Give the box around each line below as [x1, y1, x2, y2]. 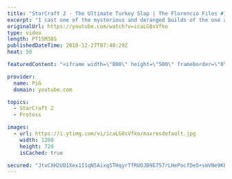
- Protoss [13, 112, 41, 118]
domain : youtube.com [13, 86, 72, 93]
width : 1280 [19, 136, 54, 143]
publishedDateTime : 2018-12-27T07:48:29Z [7, 42, 128, 49]
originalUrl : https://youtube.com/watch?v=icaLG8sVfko [7, 23, 168, 30]
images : [7, 124, 30, 131]
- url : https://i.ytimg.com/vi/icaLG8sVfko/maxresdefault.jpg [13, 130, 196, 137]
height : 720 [19, 143, 54, 150]
